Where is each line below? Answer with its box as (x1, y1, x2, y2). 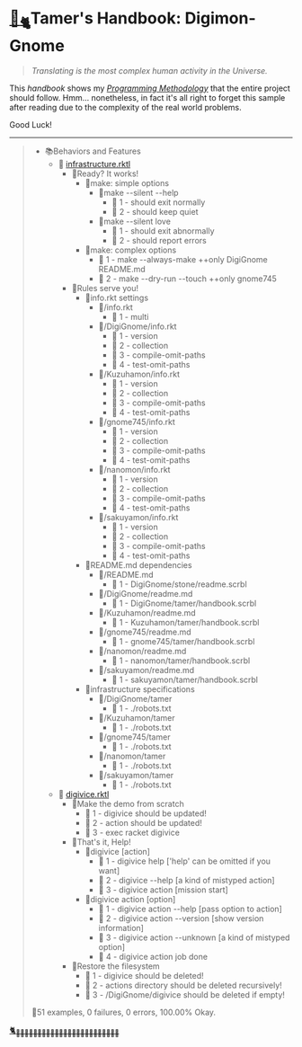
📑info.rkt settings (84, 292, 149, 303)
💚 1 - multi (111, 311, 149, 322)
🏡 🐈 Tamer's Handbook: (9, 8, 182, 31)
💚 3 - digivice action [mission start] (98, 884, 229, 895)
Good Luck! (9, 119, 52, 129)
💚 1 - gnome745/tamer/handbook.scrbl (111, 635, 255, 646)
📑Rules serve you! (71, 282, 139, 293)
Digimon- (184, 8, 256, 29)
